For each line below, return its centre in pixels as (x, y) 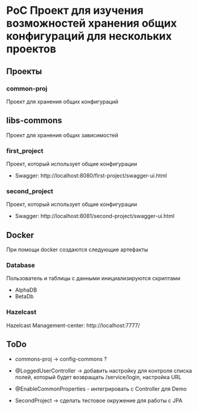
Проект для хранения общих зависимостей (62, 135)
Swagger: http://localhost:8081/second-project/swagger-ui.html (95, 216)
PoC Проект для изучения (75, 11)
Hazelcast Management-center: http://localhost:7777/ (73, 325)
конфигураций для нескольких (89, 36)
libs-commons (34, 120)
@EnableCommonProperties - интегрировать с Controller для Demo (101, 389)
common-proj (27, 88)
